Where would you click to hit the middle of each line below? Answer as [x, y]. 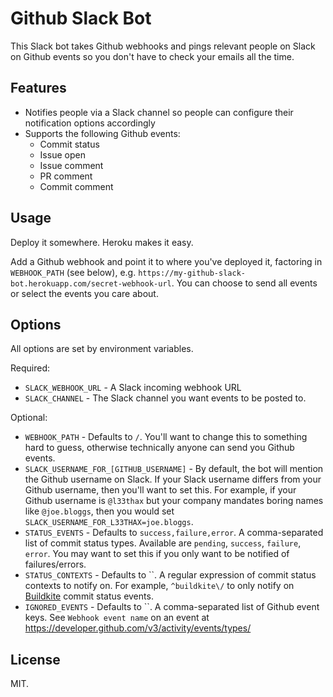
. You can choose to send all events [244, 283]
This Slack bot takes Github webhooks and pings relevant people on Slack [163, 46]
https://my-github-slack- [192, 273]
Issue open [62, 154]
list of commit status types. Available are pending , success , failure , [163, 543]
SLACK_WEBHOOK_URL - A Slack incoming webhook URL [133, 388]
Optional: [29, 418]
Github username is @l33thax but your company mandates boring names [174, 501]
